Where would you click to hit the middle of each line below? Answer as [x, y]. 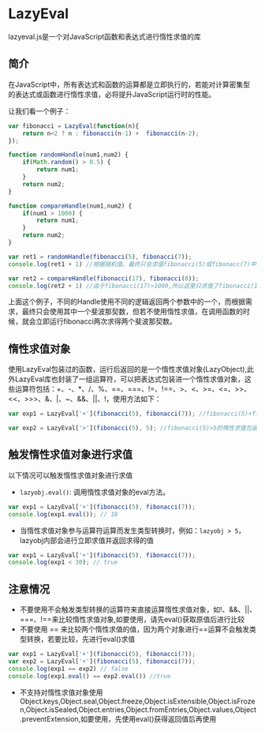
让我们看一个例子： [39, 111]
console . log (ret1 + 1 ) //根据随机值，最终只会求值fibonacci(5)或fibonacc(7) [129, 264]
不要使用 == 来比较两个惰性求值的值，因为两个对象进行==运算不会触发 [134, 629]
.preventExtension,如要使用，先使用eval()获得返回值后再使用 [118, 718]
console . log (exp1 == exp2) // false [68, 669]
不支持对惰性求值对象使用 [61, 692]
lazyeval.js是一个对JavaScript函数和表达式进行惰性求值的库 [105, 36]
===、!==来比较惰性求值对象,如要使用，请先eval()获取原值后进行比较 [132, 620]
